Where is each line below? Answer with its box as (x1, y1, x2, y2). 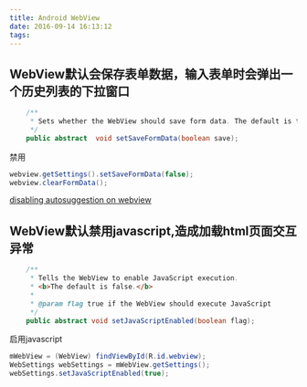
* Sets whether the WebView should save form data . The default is (29, 117, 292, 126)
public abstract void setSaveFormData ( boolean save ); (26, 133, 239, 142)
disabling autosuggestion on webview (9, 194, 153, 205)
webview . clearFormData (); (9, 178, 108, 187)
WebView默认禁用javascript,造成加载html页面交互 (9, 223, 297, 238)
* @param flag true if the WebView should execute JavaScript (29, 298, 272, 309)
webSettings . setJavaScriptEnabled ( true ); (9, 369, 170, 379)
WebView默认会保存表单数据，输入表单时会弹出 (9, 66, 281, 82)
